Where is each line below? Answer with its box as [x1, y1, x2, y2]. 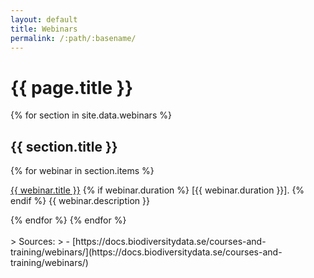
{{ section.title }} [10, 138, 118, 155]
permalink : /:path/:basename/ [10, 33, 137, 43]
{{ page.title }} [10, 76, 134, 99]
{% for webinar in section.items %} [10, 165, 155, 177]
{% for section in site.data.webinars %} [10, 109, 172, 121]
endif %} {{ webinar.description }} [10, 195, 150, 207]
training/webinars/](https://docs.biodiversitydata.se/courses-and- [10, 246, 283, 258]
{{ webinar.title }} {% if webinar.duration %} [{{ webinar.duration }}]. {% [10, 184, 305, 196]
